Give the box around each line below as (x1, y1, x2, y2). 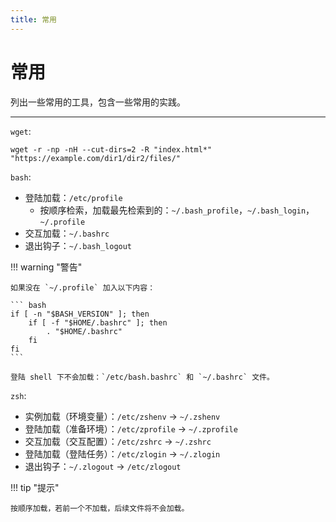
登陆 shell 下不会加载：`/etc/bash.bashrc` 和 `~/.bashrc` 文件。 (10, 372, 275, 382)
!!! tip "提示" (10, 481, 60, 493)
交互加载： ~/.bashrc (24, 227, 110, 239)
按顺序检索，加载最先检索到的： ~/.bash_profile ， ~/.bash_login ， (39, 204, 315, 216)
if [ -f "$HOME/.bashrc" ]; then (28, 317, 168, 328)
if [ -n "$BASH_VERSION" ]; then (10, 309, 150, 319)
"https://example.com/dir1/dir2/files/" (10, 153, 182, 163)
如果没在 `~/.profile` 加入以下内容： (10, 282, 156, 293)
